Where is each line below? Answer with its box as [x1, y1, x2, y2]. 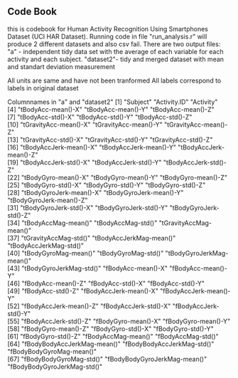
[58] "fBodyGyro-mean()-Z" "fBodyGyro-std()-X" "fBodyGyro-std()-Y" [7, 324, 215, 333]
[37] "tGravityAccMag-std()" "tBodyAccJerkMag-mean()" [7, 233, 176, 242]
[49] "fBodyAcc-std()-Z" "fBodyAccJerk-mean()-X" [7, 286, 158, 295]
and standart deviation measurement [7, 62, 115, 70]
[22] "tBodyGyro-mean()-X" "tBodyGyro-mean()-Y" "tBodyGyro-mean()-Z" [7, 173, 228, 182]
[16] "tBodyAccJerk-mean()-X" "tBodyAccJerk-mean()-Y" [7, 142, 176, 152]
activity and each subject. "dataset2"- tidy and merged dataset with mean [7, 55, 225, 63]
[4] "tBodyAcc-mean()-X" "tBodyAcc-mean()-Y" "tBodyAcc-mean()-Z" [7, 105, 215, 113]
